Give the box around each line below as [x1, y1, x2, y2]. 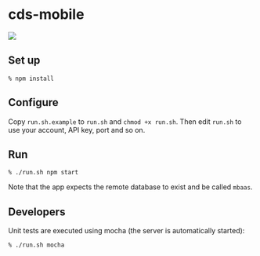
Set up [8, 53, 41, 68]
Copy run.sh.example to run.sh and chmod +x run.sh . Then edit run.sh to [8, 116, 242, 126]
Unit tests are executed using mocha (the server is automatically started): [8, 226, 245, 236]
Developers [8, 205, 66, 218]
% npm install [8, 75, 55, 82]
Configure [8, 96, 59, 109]
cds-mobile [8, 5, 85, 24]
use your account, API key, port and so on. [8, 125, 146, 134]
